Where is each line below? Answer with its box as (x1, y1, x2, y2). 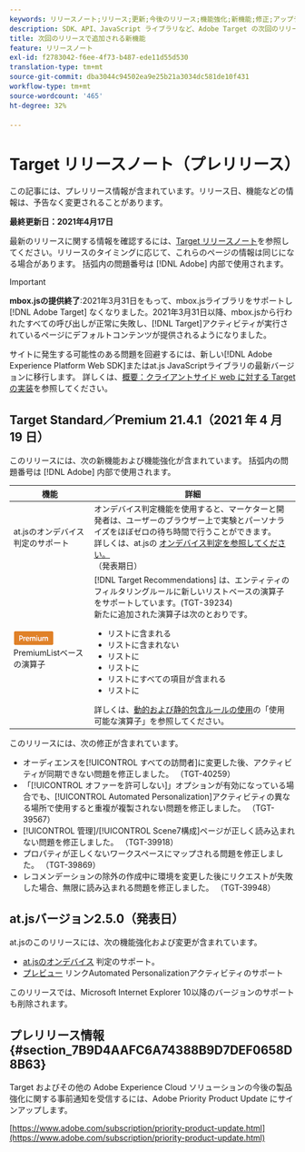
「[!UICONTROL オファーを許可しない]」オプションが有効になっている (22, 779, 287, 791)
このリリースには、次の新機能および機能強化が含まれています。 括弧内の (9, 455, 281, 466)
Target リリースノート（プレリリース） (9, 154, 301, 175)
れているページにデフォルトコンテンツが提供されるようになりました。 (9, 329, 272, 340)
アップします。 (16, 1105, 73, 1116)
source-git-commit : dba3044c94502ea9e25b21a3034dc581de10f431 (9, 73, 250, 82)
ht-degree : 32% (9, 101, 67, 110)
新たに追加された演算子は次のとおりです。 (93, 609, 252, 620)
